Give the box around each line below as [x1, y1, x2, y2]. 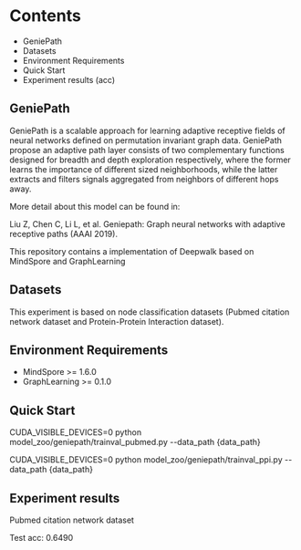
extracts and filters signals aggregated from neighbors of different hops [9, 173, 280, 184]
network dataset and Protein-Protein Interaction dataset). [9, 316, 224, 327]
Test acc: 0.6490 [9, 533, 74, 543]
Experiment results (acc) [22, 74, 116, 85]
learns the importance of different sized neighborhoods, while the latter [9, 163, 278, 174]
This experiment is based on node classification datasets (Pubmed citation [9, 306, 290, 317]
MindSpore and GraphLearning [9, 255, 126, 266]
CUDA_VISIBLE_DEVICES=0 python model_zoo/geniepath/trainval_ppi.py [9, 454, 283, 465]
